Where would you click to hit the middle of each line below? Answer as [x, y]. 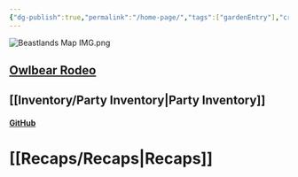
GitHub [23, 123]
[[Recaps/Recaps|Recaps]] [111, 159]
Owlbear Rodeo [53, 70]
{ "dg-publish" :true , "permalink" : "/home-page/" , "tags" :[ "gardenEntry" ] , [144, 17]
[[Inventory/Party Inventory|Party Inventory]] [137, 100]
